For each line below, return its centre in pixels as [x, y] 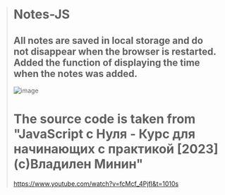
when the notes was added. [75, 73]
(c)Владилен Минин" [78, 164]
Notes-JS [42, 14]
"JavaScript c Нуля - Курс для [104, 134]
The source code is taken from [104, 119]
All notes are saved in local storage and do [108, 41]
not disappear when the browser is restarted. [115, 51]
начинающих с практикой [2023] [116, 149]
